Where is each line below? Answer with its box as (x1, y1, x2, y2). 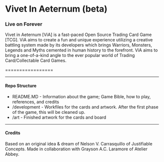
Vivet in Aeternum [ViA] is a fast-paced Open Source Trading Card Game (5, 32, 152, 37)
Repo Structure (5, 83, 37, 89)
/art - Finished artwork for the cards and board (12, 114, 106, 120)
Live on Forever (5, 21, 42, 28)
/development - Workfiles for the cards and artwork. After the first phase (12, 104, 159, 110)
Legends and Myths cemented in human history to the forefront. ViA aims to (5, 47, 158, 53)
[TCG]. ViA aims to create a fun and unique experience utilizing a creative (5, 37, 153, 43)
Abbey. (5, 151, 20, 157)
